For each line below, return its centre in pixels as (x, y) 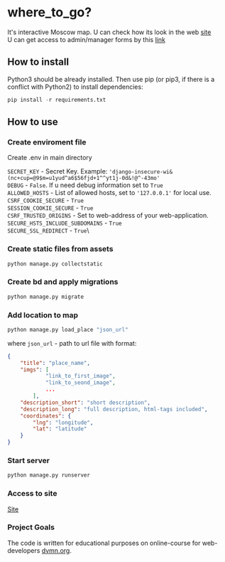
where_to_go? (50, 12)
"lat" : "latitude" (60, 429)
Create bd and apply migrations (63, 282)
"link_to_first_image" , (80, 376)
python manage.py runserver (49, 475)
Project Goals (31, 527)
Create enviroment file (47, 142)
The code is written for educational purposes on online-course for (104, 543)
